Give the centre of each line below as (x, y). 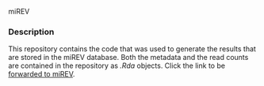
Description (31, 32)
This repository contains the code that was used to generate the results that (132, 49)
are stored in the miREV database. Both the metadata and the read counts (128, 58)
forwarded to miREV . (42, 74)
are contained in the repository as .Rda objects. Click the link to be (117, 65)
